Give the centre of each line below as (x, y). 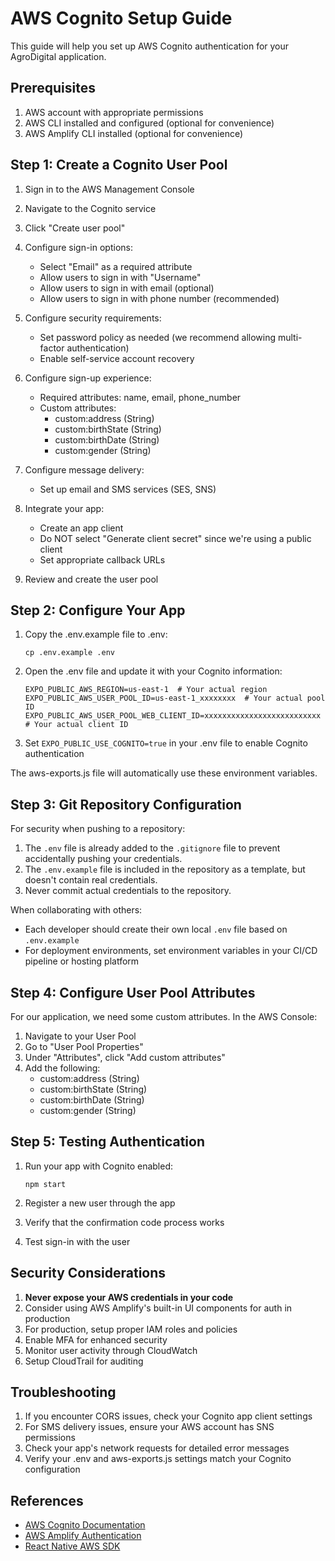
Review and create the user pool (91, 579)
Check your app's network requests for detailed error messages (157, 1448)
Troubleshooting (63, 1392)
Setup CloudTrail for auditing (84, 1361)
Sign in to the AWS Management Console (109, 189)
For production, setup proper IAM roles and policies (131, 1329)
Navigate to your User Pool (80, 1036)
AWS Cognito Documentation (85, 1525)
